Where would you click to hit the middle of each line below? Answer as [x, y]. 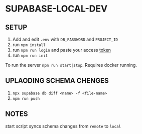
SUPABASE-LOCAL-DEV [56, 9]
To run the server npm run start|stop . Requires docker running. [71, 65]
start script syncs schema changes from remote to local [63, 126]
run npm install [29, 45]
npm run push [26, 98]
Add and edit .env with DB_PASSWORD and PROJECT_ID [65, 39]
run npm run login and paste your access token [62, 50]
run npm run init [30, 55]
